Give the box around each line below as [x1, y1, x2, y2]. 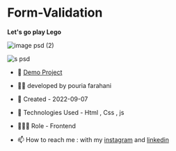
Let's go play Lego [7, 28, 61, 36]
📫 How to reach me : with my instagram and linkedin [17, 135, 169, 143]
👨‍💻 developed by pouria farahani [17, 81, 112, 89]
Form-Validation [7, 5, 103, 21]
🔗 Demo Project [17, 68, 63, 76]
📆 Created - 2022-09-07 [17, 95, 88, 103]
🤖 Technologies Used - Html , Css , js [17, 108, 125, 116]
